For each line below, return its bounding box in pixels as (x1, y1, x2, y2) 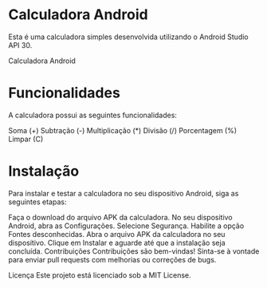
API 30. (8, 40, 33, 49)
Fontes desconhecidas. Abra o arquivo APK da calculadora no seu (8, 229, 226, 239)
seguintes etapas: (8, 197, 67, 207)
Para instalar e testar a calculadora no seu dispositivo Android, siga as (8, 188, 239, 198)
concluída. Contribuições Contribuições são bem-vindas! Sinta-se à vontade (8, 246, 260, 256)
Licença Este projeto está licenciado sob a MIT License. (8, 270, 191, 280)
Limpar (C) (8, 134, 44, 144)
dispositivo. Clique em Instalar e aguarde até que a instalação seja (8, 238, 226, 247)
